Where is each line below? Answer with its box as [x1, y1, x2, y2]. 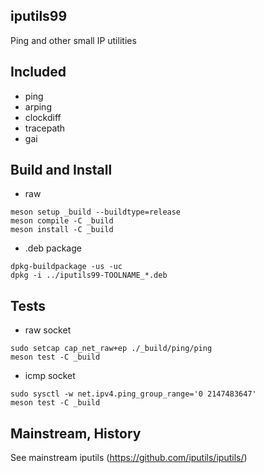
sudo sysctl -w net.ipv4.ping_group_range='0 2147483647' [10, 389, 257, 399]
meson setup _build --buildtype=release [10, 207, 182, 218]
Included [10, 64, 67, 81]
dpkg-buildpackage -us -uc [10, 262, 123, 272]
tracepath [24, 122, 66, 134]
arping [24, 100, 52, 113]
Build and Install [10, 162, 113, 179]
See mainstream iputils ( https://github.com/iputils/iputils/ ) [10, 452, 248, 464]
